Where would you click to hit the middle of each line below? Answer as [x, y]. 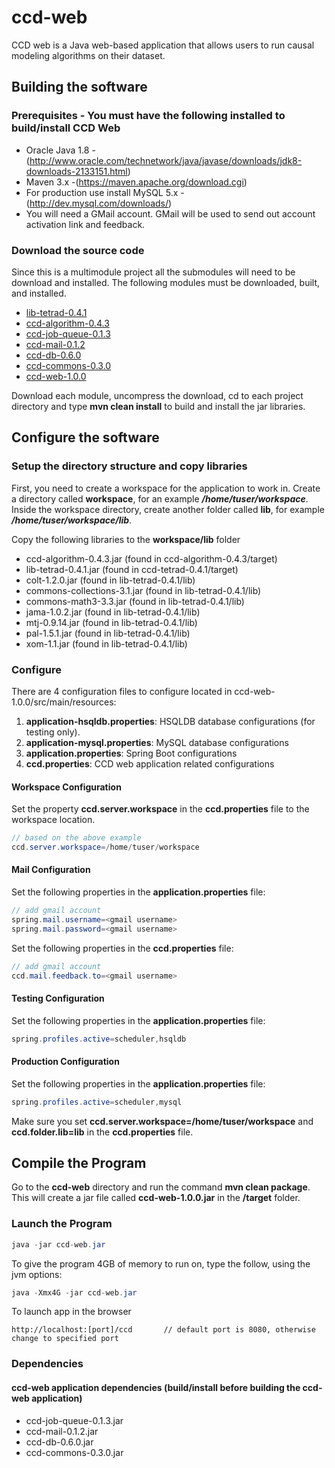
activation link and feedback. [85, 224]
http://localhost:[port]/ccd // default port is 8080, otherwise [163, 1330]
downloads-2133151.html [76, 171]
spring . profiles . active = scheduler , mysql [97, 1102]
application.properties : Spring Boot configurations [131, 753]
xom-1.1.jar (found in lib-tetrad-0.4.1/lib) [106, 643]
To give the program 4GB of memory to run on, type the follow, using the [161, 1263]
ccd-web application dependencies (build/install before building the [156, 1387]
